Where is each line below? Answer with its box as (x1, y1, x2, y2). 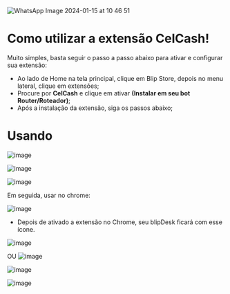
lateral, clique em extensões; (17, 82, 99, 90)
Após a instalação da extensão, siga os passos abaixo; (17, 104, 173, 112)
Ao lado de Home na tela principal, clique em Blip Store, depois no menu (17, 74, 224, 82)
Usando (7, 128, 53, 144)
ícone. (17, 225, 36, 233)
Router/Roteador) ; (17, 96, 70, 104)
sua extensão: (7, 61, 47, 69)
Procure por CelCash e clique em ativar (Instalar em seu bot (17, 89, 191, 97)
